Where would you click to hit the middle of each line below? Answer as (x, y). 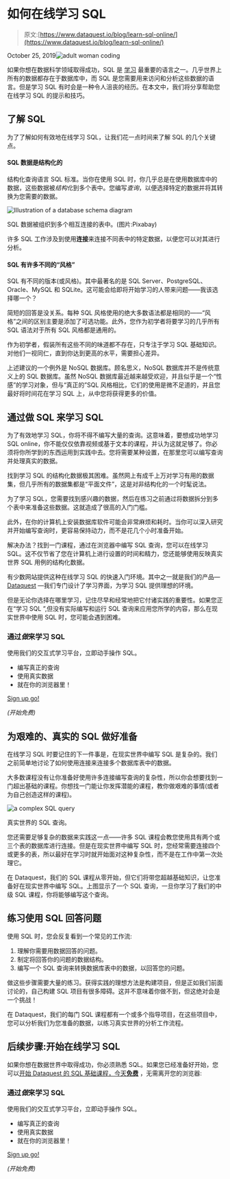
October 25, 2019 (31, 55)
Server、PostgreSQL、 (174, 281)
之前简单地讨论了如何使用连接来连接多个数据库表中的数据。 (91, 763)
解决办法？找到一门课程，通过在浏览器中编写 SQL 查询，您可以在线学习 (108, 545)
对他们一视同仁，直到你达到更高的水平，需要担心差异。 (85, 353)
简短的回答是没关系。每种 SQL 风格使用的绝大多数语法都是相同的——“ (106, 313)
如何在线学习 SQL (56, 14)
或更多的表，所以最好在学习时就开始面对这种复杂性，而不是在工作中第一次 (112, 854)
